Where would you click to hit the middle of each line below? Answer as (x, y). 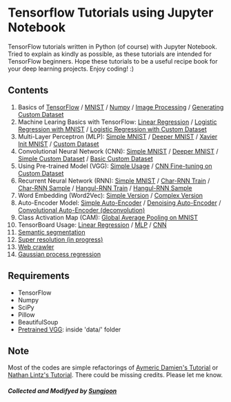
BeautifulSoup (38, 322)
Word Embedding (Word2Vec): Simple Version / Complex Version (110, 195)
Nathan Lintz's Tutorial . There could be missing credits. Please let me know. (115, 375)
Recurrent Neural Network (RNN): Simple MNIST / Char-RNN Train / (114, 181)
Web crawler (36, 246)
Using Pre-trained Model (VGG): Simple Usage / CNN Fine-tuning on (115, 166)
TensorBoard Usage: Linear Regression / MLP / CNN (92, 225)
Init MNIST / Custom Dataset (58, 144)
